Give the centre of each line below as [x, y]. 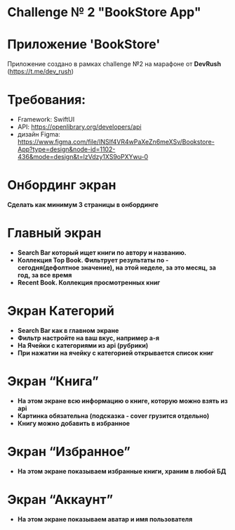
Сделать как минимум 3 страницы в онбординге [83, 204]
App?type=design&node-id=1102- [66, 149]
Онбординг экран [62, 185]
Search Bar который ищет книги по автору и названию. [102, 252]
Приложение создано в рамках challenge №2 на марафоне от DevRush [114, 64]
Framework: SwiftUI [46, 120]
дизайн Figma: [39, 134]
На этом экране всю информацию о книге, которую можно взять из [122, 400]
